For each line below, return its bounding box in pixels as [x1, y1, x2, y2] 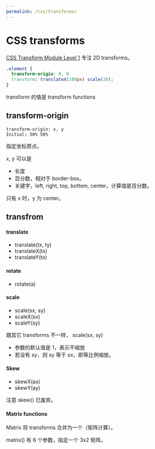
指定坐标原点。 [6, 142, 42, 150]
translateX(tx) [14, 248, 48, 255]
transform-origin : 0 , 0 [11, 71, 69, 77]
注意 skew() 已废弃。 [6, 397, 57, 404]
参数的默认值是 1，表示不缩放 [14, 344, 85, 351]
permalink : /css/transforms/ [6, 8, 77, 15]
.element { [6, 66, 33, 72]
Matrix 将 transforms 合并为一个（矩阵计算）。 [6, 424, 116, 431]
